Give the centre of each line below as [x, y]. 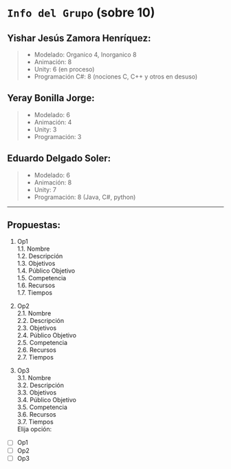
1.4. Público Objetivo [46, 271]
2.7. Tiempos [35, 357]
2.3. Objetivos [37, 328]
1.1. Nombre [33, 249]
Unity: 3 [45, 129]
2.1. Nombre [34, 313]
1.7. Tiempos [35, 293]
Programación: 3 [58, 136]
